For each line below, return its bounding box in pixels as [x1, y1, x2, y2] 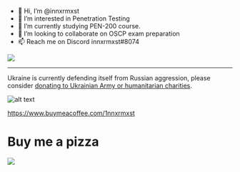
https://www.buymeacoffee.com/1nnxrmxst [7, 109, 136, 117]
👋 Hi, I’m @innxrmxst [17, 7, 80, 15]
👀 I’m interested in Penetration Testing [17, 14, 130, 23]
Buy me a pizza [7, 134, 99, 150]
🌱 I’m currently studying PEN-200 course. [17, 22, 141, 30]
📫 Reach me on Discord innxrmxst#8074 [17, 38, 139, 45]
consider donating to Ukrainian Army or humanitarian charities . [7, 82, 193, 90]
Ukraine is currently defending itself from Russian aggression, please [7, 74, 211, 82]
